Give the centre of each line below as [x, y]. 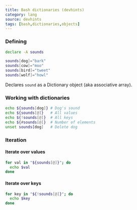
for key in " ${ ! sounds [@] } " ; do [39, 194]
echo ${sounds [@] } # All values [42, 113]
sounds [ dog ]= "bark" [26, 61]
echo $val [20, 167]
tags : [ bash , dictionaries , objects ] [43, 24]
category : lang [21, 15]
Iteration [16, 140]
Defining [16, 42]
